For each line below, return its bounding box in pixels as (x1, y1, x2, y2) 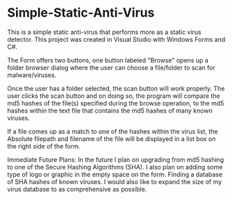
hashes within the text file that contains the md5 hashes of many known (7, 106, 213, 115)
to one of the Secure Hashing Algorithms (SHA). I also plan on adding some (7, 162, 223, 171)
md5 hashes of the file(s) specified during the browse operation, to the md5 (7, 99, 224, 107)
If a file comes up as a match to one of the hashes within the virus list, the (7, 127, 218, 135)
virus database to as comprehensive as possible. (7, 185, 147, 193)
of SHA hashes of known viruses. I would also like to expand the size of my (7, 177, 222, 185)
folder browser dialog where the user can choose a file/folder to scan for (7, 63, 215, 72)
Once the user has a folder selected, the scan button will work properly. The (7, 84, 225, 92)
